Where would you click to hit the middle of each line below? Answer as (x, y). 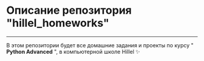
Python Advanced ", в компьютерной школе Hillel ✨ (73, 51)
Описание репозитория (69, 10)
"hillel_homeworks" (58, 23)
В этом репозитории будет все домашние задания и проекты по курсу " (100, 45)
